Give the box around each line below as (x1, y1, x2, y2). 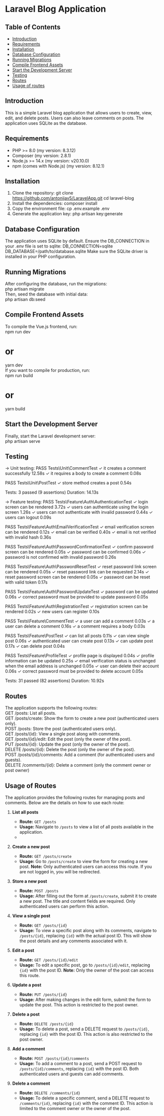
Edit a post (12, 948, 35, 953)
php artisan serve (5, 438, 41, 444)
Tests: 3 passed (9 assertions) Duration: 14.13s (5, 489, 99, 495)
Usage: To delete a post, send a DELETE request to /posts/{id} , (19, 1026, 149, 1032)
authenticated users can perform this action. (19, 904, 109, 909)
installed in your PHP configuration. (5, 253, 77, 260)
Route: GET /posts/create (19, 853, 72, 859)
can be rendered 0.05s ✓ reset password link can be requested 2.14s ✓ (5, 569, 149, 575)
